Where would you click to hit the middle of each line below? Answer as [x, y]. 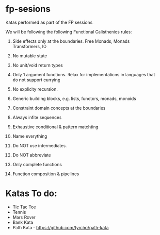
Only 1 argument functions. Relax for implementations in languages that [84, 74]
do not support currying [36, 80]
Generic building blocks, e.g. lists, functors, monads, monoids [74, 99]
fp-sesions [28, 9]
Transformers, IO [30, 46]
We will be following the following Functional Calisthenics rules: [69, 32]
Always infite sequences [37, 117]
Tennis [19, 212]
